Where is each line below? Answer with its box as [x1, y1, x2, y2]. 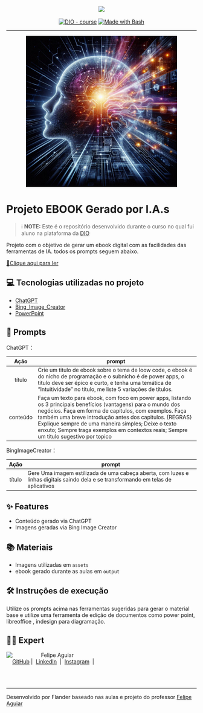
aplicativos [27, 482, 54, 489]
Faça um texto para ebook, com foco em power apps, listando [37, 394, 192, 401]
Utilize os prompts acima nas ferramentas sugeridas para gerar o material [6, 605, 190, 612]
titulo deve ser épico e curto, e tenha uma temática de [37, 379, 172, 387]
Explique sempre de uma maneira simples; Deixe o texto [37, 420, 177, 427]
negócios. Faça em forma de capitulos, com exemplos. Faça [37, 407, 187, 414]
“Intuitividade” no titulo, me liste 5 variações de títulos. [37, 386, 173, 393]
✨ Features [6, 502, 49, 512]
